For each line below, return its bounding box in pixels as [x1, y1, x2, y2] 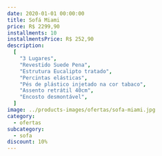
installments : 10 [7, 29, 57, 37]
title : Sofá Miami [7, 17, 60, 23]
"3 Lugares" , [19, 55, 57, 62]
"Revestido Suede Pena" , [19, 61, 91, 68]
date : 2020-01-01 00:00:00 [7, 10, 85, 17]
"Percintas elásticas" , [19, 74, 88, 81]
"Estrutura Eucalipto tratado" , [19, 68, 112, 75]
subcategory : [7, 126, 45, 133]
